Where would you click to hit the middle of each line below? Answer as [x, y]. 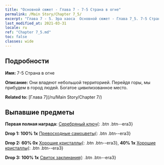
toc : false [16, 37]
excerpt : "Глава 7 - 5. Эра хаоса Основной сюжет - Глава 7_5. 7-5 [76, 19]
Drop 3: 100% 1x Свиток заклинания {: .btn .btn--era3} [61, 158]
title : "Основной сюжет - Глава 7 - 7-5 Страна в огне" [63, 10]
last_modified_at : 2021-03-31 [36, 23]
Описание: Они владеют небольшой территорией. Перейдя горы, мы [78, 82]
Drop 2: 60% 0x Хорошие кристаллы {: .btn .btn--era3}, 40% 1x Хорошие [81, 143]
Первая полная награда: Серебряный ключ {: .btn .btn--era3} [69, 124]
